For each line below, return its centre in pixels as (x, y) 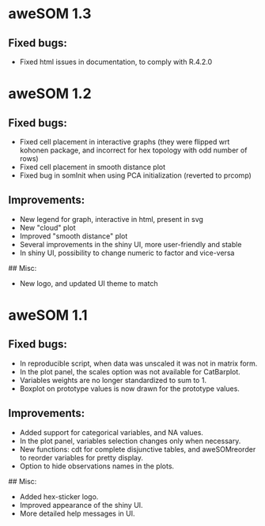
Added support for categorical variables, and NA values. (112, 432)
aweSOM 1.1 (48, 315)
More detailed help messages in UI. (77, 513)
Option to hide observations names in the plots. (97, 466)
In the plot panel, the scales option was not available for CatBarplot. (130, 371)
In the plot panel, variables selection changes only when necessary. (130, 441)
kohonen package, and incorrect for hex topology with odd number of (133, 150)
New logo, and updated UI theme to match (89, 283)
